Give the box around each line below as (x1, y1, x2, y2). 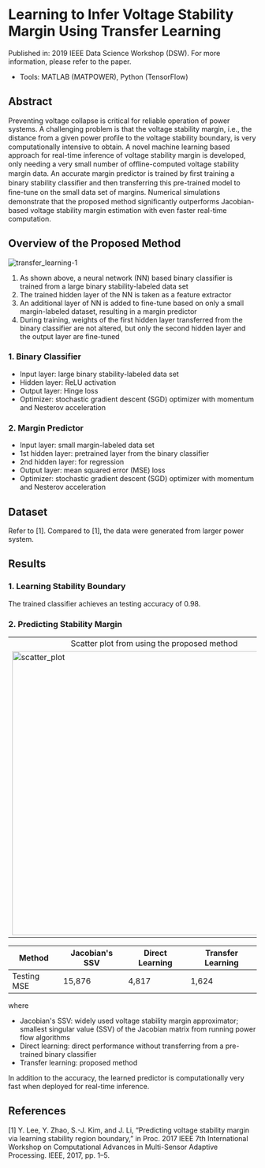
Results (8, 558, 47, 571)
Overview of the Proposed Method (8, 237, 181, 250)
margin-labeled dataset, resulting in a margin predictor (19, 306, 197, 316)
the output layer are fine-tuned (19, 331, 120, 341)
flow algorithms (19, 1032, 71, 1042)
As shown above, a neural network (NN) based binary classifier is (19, 273, 233, 282)
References (8, 1104, 66, 1118)
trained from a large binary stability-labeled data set (19, 282, 189, 291)
